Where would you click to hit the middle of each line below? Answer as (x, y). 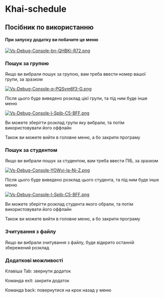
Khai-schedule (36, 9)
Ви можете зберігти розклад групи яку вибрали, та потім (65, 123)
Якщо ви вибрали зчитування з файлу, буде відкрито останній (70, 242)
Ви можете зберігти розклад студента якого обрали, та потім (69, 204)
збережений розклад (27, 247)
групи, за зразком (24, 79)
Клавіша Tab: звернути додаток (38, 271)
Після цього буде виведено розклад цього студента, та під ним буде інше (82, 180)
